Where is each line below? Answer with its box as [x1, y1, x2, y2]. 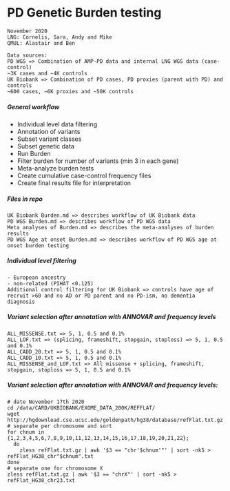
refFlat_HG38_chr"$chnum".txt [7, 452, 94, 460]
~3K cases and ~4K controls [7, 70, 88, 77]
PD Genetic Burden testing [7, 5, 162, 21]
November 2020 [7, 28, 48, 35]
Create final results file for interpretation [17, 178, 132, 187]
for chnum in [7, 428, 45, 436]
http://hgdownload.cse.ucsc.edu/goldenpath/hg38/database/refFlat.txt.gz [7, 416, 224, 423]
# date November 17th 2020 [7, 398, 85, 405]
